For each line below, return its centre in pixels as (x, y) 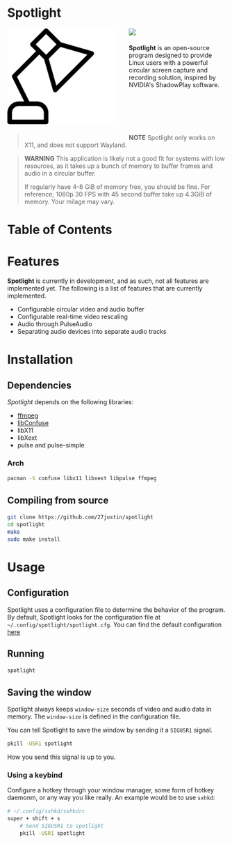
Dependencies (39, 385)
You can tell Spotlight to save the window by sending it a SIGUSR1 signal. (110, 730)
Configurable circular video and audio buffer (81, 309)
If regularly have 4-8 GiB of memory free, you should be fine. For (117, 187)
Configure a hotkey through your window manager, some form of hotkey (110, 790)
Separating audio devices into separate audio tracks (92, 332)
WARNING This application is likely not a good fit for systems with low (125, 158)
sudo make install (34, 539)
